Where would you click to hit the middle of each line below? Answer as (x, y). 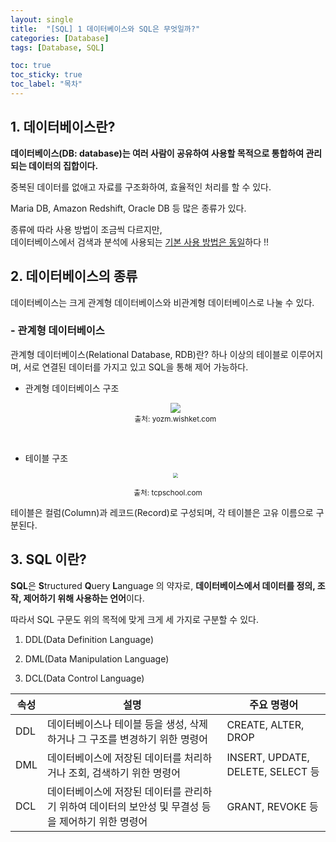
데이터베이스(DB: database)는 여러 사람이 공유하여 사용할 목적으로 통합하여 (157, 153)
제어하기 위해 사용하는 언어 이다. (84, 598)
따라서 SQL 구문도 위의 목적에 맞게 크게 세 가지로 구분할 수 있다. (134, 619)
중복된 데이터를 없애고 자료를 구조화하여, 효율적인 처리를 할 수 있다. (141, 187)
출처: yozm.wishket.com (175, 419)
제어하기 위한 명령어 (103, 821)
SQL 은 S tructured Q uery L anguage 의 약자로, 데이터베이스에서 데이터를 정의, (163, 585)
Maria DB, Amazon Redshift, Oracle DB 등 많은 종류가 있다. (128, 208)
